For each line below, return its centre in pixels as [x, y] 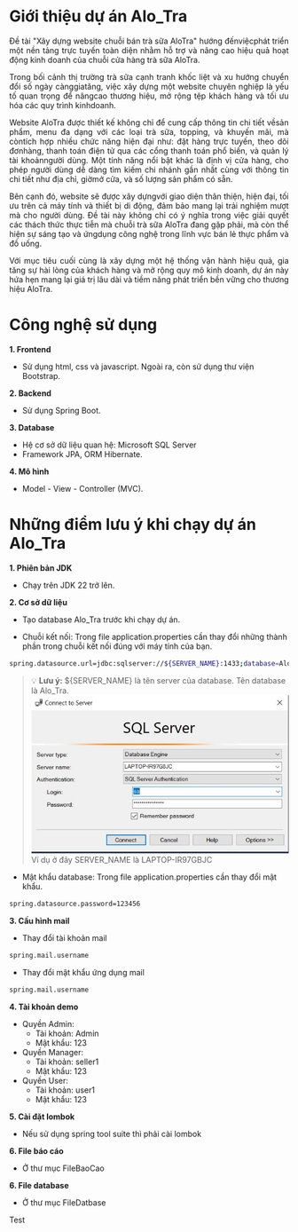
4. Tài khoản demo [44, 1007]
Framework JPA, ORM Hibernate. [82, 454]
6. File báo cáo [36, 1150]
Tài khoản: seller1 [67, 1062]
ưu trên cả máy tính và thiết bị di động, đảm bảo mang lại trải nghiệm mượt [149, 205]
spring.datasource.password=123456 [75, 904]
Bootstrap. [41, 375]
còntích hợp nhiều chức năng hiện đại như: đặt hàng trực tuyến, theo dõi [149, 141]
